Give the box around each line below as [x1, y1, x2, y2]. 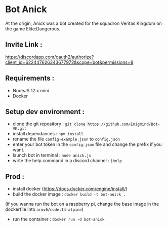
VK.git [12, 126, 27, 131]
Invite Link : [5, 41, 43, 49]
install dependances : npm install [12, 131, 83, 137]
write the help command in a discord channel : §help [12, 158, 122, 164]
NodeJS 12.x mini [12, 87, 49, 93]
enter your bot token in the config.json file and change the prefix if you [12, 141, 162, 147]
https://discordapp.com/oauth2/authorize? [5, 54, 94, 60]
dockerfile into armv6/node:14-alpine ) [5, 206, 83, 212]
